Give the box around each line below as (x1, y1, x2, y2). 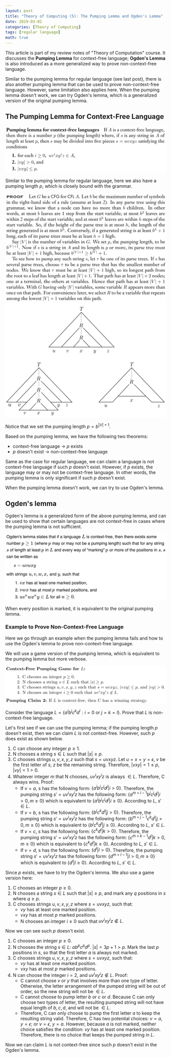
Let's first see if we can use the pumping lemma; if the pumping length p (5, 725, 158, 731)
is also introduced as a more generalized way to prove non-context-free (5, 61, 157, 66)
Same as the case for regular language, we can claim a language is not (5, 458, 154, 464)
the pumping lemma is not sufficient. (5, 523, 82, 530)
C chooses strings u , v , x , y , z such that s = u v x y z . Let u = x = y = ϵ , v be (12, 757, 166, 763)
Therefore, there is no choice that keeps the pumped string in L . (20, 1031, 155, 1038)
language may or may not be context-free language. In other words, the (5, 469, 156, 475)
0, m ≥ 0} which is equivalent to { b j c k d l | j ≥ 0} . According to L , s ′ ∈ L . (20, 821, 165, 828)
